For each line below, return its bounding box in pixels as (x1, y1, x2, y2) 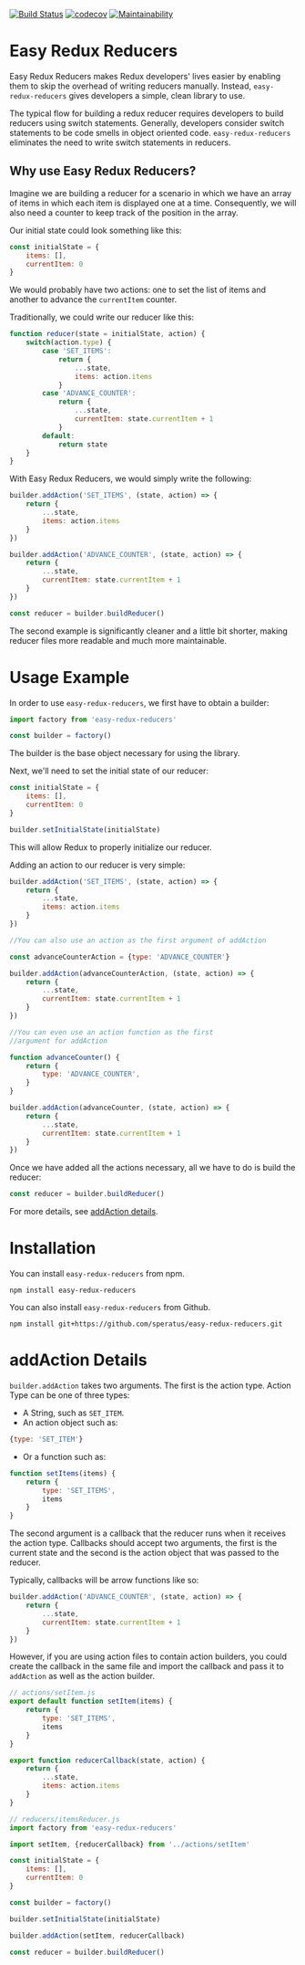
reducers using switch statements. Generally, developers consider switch (9, 117, 285, 128)
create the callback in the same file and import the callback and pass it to (9, 1661, 284, 1672)
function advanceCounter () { (9, 1053, 120, 1062)
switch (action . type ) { (25, 338, 112, 347)
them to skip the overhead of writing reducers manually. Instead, (9, 80, 252, 91)
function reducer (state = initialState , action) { (9, 330, 206, 339)
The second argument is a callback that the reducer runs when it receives (9, 1528, 287, 1539)
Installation (9, 1238, 97, 1259)
